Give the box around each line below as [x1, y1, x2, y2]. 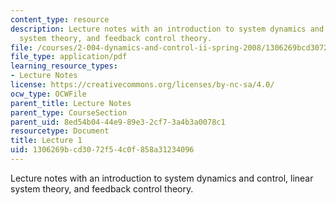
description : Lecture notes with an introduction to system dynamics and [10, 24, 325, 34]
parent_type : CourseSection [10, 107, 128, 118]
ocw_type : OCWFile [10, 89, 87, 99]
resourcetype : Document [10, 126, 110, 136]
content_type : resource [10, 14, 110, 25]
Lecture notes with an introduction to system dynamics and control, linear [10, 172, 314, 184]
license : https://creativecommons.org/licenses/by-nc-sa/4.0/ [10, 80, 275, 90]
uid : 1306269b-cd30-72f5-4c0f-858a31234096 [10, 145, 195, 155]
